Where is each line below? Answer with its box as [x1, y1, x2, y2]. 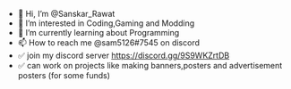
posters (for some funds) [17, 70, 110, 80]
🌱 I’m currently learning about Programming [17, 28, 180, 37]
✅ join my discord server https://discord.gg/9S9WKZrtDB [17, 50, 230, 61]
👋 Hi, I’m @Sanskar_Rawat [17, 9, 116, 19]
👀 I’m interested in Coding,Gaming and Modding [17, 18, 195, 28]
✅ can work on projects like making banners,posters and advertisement [17, 61, 283, 70]
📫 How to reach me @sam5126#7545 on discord [17, 37, 200, 48]
